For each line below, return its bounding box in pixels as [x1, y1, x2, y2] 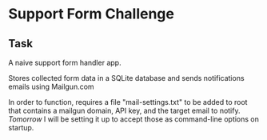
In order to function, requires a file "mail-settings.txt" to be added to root [8, 98, 248, 106]
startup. [8, 123, 34, 132]
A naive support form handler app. [8, 58, 122, 67]
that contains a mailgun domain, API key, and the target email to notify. [8, 106, 241, 115]
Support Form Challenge [8, 5, 174, 23]
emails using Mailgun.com [8, 82, 94, 91]
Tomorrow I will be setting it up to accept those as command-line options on [8, 114, 260, 124]
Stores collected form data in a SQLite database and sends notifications [8, 74, 245, 82]
